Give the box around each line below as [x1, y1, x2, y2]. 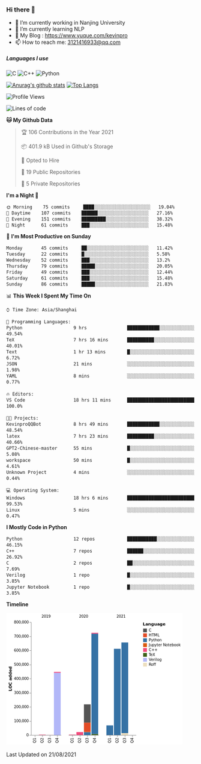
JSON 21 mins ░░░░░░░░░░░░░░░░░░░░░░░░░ [6, 361, 195, 367]
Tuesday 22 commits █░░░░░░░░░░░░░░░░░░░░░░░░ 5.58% [6, 251, 170, 258]
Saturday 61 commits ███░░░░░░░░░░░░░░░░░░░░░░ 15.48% [6, 275, 173, 282]
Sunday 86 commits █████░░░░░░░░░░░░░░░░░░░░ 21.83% [6, 281, 173, 288]
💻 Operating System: [6, 488, 60, 494]
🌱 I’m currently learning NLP [14, 25, 85, 33]
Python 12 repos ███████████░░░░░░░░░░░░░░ [6, 536, 195, 542]
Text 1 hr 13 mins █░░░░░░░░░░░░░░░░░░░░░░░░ [6, 349, 195, 355]
